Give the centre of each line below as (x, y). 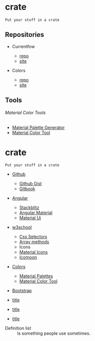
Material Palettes (36, 276)
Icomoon (28, 257)
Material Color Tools (25, 113)
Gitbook (27, 189)
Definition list (18, 328)
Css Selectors (33, 237)
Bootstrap (22, 291)
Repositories (25, 35)
